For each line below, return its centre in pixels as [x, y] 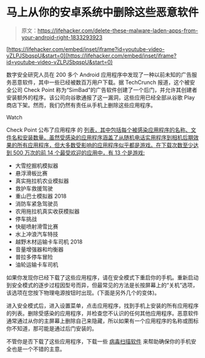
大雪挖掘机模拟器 [37, 166]
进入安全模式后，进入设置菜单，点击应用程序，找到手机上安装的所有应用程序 [103, 306]
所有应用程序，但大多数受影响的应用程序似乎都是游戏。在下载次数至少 [105, 145]
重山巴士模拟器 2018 [41, 196]
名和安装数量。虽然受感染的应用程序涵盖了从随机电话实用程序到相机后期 [102, 137]
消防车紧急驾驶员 [37, 203]
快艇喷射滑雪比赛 [37, 226]
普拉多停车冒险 [34, 257]
